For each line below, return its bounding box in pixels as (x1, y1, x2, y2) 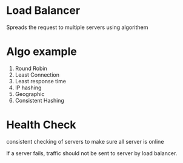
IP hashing (15, 84, 42, 91)
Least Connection (15, 71, 59, 78)
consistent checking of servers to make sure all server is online (6, 138, 164, 145)
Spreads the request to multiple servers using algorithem (6, 24, 148, 31)
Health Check (6, 118, 77, 132)
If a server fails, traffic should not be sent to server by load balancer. (6, 149, 178, 157)
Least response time (15, 77, 67, 85)
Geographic (15, 90, 45, 97)
